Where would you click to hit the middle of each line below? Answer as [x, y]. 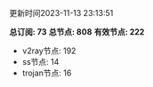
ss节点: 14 [40, 62]
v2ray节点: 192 [49, 51]
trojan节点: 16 [47, 73]
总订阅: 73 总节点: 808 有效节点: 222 [77, 32]
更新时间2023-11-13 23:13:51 [61, 13]
